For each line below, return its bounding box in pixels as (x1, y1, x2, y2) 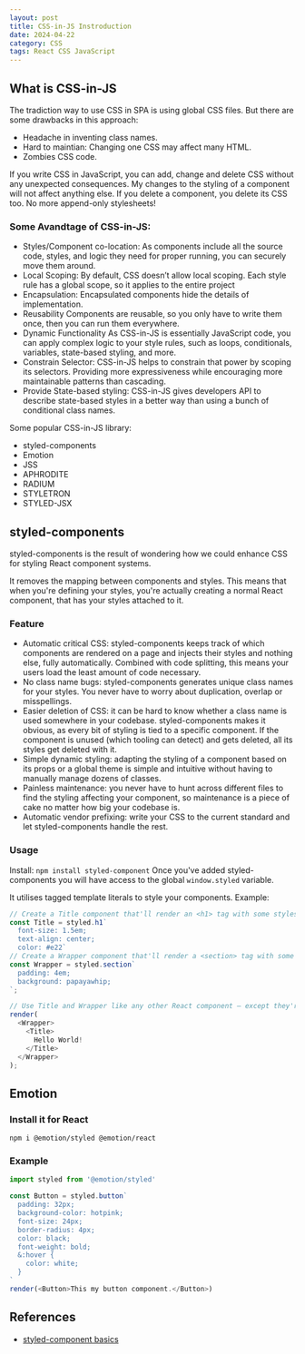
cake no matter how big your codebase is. (22, 802, 181, 813)
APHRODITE (22, 469, 69, 480)
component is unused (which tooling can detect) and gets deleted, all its (22, 734, 293, 745)
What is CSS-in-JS (9, 81, 117, 96)
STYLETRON (22, 488, 71, 499)
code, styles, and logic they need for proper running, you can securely (22, 250, 287, 261)
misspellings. (22, 696, 73, 707)
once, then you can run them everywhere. (22, 319, 180, 329)
